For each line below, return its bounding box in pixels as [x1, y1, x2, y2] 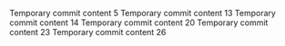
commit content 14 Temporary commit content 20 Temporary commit [9, 17, 269, 28]
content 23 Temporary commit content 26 [9, 27, 167, 37]
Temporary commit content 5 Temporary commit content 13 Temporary [9, 8, 276, 18]
